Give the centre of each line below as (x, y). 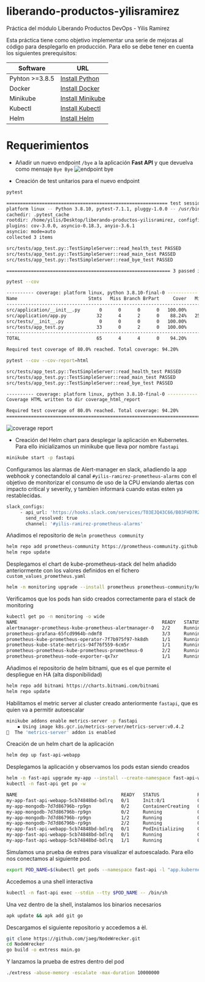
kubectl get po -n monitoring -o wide (56, 617)
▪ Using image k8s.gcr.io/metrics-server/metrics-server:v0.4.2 (101, 727)
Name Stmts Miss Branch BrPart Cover (97, 299)
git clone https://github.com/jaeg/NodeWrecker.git (73, 939)
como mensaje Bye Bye (44, 169)
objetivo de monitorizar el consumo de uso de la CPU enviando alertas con (100, 482)
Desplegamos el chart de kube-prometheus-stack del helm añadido (92, 564)
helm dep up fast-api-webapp (43, 755)
